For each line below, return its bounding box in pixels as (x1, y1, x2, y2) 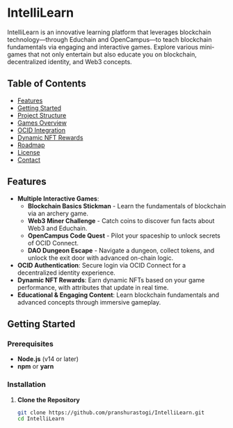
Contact (17, 155, 40, 164)
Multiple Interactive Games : (17, 194, 99, 203)
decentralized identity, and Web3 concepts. (7, 57, 132, 66)
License (17, 148, 40, 156)
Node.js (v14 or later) (17, 355, 79, 363)
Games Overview (17, 119, 67, 127)
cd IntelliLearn (17, 415, 65, 422)
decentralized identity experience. (17, 268, 116, 277)
